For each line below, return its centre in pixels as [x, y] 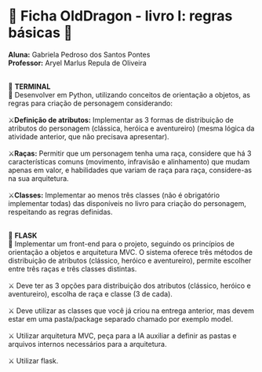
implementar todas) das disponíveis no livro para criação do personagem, [127, 203]
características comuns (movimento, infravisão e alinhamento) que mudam [129, 161]
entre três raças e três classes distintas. [73, 269]
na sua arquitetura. [38, 178]
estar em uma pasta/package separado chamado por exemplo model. [121, 319]
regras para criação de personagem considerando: [90, 103]
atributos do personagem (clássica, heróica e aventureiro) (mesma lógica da [131, 128]
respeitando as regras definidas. [60, 212]
